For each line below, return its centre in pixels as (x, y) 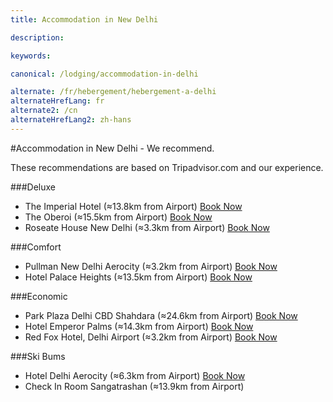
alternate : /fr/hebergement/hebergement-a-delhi (113, 92)
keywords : (31, 56)
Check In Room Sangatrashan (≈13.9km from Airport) (134, 386)
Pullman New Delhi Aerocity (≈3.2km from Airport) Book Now (151, 266)
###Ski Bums (38, 356)
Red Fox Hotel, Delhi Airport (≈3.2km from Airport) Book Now (151, 337)
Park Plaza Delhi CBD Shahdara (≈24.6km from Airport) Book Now (161, 315)
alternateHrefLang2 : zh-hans (71, 120)
